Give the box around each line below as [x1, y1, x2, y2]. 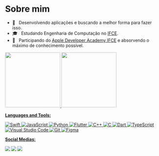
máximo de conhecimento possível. [12, 43, 84, 48]
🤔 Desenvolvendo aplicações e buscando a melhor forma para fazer [12, 20, 152, 25]
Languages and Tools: [5, 112, 51, 118]
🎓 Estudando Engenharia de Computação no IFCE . [12, 30, 118, 36]
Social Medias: [5, 136, 36, 142]
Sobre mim [5, 3, 50, 15]
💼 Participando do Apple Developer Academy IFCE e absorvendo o [12, 37, 149, 43]
